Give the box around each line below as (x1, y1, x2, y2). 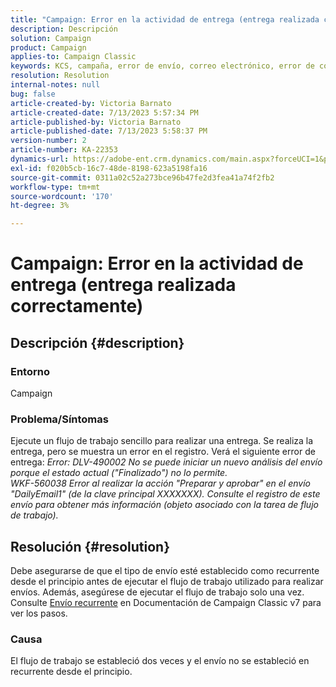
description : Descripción (10, 24, 118, 34)
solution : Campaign (10, 33, 92, 43)
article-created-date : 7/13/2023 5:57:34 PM (10, 107, 199, 118)
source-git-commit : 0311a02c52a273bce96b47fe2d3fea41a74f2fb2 (10, 172, 275, 183)
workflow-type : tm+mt (10, 182, 101, 192)
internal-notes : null (10, 80, 101, 90)
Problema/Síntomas (10, 412, 109, 426)
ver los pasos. (10, 607, 68, 620)
